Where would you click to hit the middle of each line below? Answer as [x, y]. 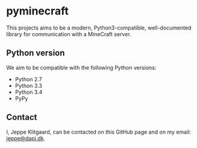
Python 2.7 [28, 79]
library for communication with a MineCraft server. [69, 34]
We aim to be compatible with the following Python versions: [81, 67]
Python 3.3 [28, 85]
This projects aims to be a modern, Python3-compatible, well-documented [99, 28]
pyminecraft [38, 11]
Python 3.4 [29, 92]
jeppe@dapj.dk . [26, 138]
